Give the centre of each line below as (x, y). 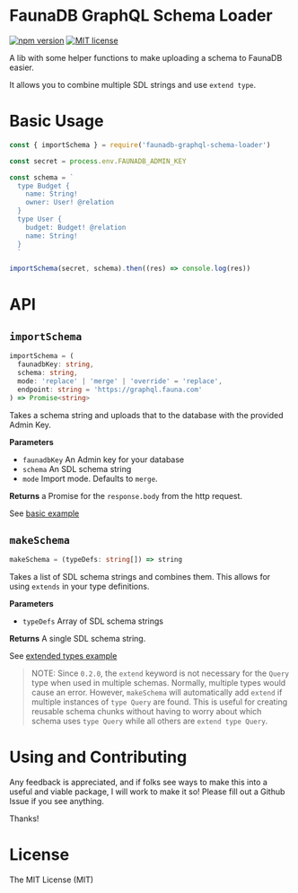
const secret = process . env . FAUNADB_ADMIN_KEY (98, 161)
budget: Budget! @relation (76, 227)
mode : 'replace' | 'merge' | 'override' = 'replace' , (120, 381)
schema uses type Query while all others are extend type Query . (149, 721)
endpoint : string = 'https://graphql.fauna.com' (110, 390)
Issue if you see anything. (57, 801)
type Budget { (44, 186)
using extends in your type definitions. (79, 587)
